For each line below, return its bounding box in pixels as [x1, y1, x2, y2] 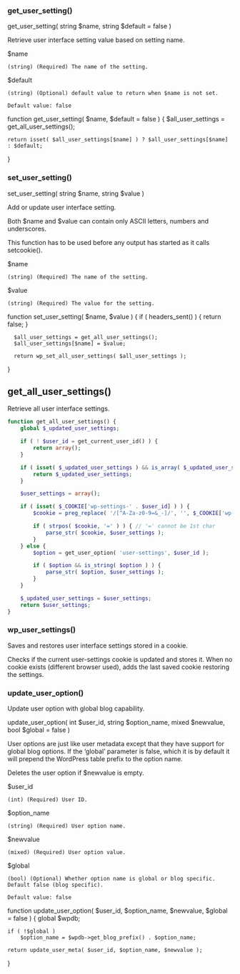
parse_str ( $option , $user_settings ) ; [45, 568, 164, 576]
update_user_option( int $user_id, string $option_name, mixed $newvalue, [7, 718, 225, 727]
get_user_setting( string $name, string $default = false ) [7, 22, 171, 31]
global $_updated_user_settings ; [20, 425, 120, 432]
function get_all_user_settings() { [7, 418, 116, 426]
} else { [20, 542, 46, 550]
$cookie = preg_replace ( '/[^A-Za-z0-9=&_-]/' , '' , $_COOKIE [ [33, 510, 222, 517]
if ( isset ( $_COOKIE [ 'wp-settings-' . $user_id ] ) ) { [20, 503, 191, 511]
